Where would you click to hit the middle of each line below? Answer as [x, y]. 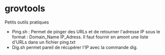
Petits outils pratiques [27, 22]
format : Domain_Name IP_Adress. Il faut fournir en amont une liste [80, 37]
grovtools [25, 9]
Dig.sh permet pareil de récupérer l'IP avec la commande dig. [75, 47]
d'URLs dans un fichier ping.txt [43, 42]
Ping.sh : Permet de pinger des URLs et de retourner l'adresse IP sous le [86, 31]
